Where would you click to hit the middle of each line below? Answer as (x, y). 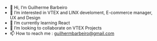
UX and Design (25, 18)
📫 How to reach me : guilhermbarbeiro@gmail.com (62, 33)
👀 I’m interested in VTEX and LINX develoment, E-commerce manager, (81, 13)
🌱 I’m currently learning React (40, 23)
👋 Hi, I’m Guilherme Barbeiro (38, 7)
